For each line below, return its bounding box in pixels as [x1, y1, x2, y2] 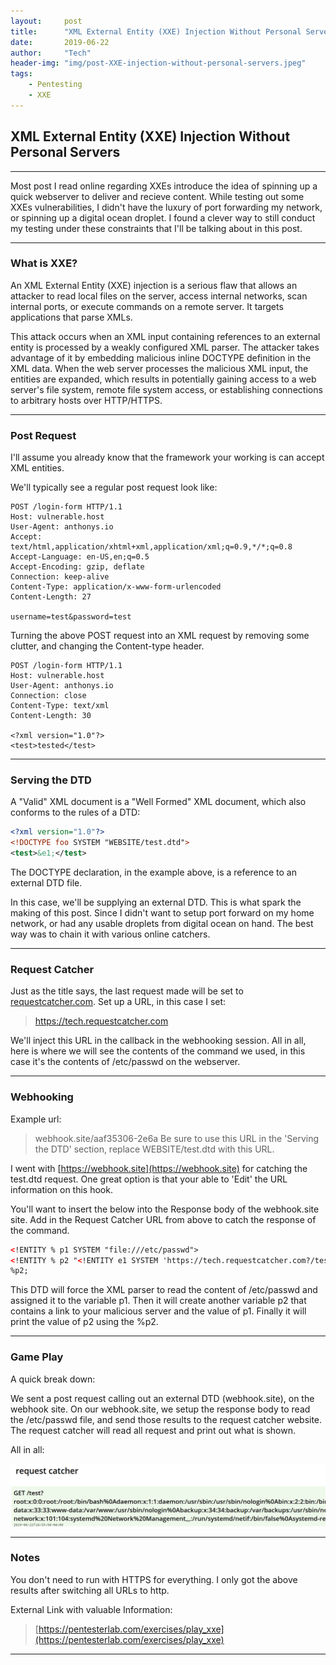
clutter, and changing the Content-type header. [10, 640, 205, 652]
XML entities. [10, 462, 65, 474]
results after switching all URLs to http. [10, 1584, 170, 1596]
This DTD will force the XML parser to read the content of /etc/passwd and [10, 1284, 318, 1296]
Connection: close [10, 691, 87, 701]
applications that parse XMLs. [10, 311, 133, 323]
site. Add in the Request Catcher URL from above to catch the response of [10, 1213, 317, 1225]
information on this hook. [10, 1183, 113, 1195]
